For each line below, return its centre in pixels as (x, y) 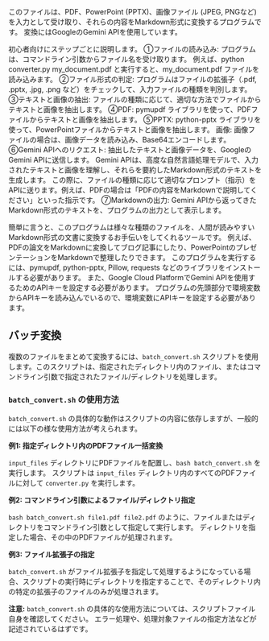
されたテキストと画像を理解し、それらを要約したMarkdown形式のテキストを (135, 170)
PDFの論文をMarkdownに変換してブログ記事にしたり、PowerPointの (122, 247)
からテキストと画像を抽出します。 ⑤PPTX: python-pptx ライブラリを (145, 120)
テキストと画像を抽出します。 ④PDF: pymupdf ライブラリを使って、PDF (130, 110)
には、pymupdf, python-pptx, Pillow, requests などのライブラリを (117, 267)
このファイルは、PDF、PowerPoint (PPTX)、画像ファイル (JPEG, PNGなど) (133, 12)
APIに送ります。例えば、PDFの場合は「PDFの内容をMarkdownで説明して (130, 190)
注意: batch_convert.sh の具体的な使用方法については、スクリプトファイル (132, 609)
